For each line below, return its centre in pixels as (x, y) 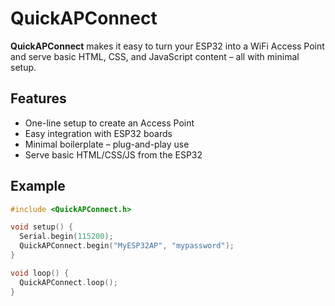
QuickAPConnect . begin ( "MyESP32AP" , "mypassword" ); (127, 246)
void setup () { (42, 227)
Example (38, 186)
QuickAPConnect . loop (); (68, 282)
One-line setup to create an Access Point (109, 123)
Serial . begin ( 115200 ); (66, 237)
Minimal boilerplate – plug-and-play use (107, 144)
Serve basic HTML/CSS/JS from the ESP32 (113, 154)
